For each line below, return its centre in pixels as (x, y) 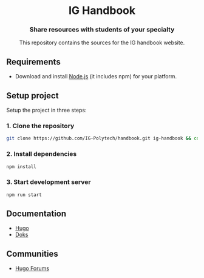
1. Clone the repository (40, 126)
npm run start (24, 195)
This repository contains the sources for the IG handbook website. (102, 42)
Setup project (32, 96)
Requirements (33, 62)
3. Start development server (49, 182)
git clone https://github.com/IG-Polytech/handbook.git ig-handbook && (99, 138)
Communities (32, 253)
